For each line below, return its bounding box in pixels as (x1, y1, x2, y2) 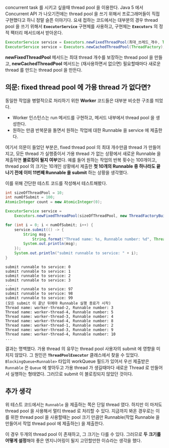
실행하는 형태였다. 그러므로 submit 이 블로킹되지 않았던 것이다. (10, 371, 133, 377)
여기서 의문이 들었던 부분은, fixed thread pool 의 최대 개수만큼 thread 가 (5, 144, 147, 150)
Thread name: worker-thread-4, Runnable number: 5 (5, 310, 114, 315)
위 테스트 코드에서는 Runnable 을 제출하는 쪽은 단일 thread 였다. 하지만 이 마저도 (5, 401, 162, 408)
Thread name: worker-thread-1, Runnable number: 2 (5, 323, 114, 328)
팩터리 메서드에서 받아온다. (10, 30, 63, 35)
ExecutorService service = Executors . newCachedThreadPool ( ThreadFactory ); (5, 44, 165, 49)
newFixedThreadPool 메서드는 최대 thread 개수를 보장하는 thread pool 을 (5, 54, 153, 60)
